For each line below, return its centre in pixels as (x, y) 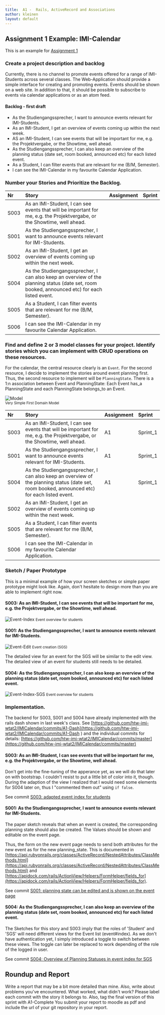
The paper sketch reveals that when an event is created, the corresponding (81, 824)
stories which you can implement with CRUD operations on (77, 351)
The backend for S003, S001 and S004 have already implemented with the (81, 718)
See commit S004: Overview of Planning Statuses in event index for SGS (79, 959)
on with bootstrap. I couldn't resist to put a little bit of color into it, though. (80, 777)
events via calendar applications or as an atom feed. (58, 95)
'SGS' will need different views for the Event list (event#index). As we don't (81, 934)
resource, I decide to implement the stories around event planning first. (77, 373)
